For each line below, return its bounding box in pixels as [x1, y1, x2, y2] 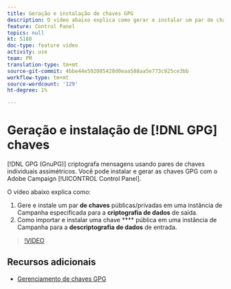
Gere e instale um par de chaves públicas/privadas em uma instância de [16, 201, 223, 210]
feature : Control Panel [7, 23, 76, 30]
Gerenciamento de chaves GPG [16, 275, 107, 283]
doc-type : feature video [7, 42, 78, 49]
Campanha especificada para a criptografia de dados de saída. [16, 208, 198, 217]
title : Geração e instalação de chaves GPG [7, 10, 134, 17]
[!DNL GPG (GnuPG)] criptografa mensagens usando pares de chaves [7, 160, 205, 169]
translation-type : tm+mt [7, 61, 78, 68]
